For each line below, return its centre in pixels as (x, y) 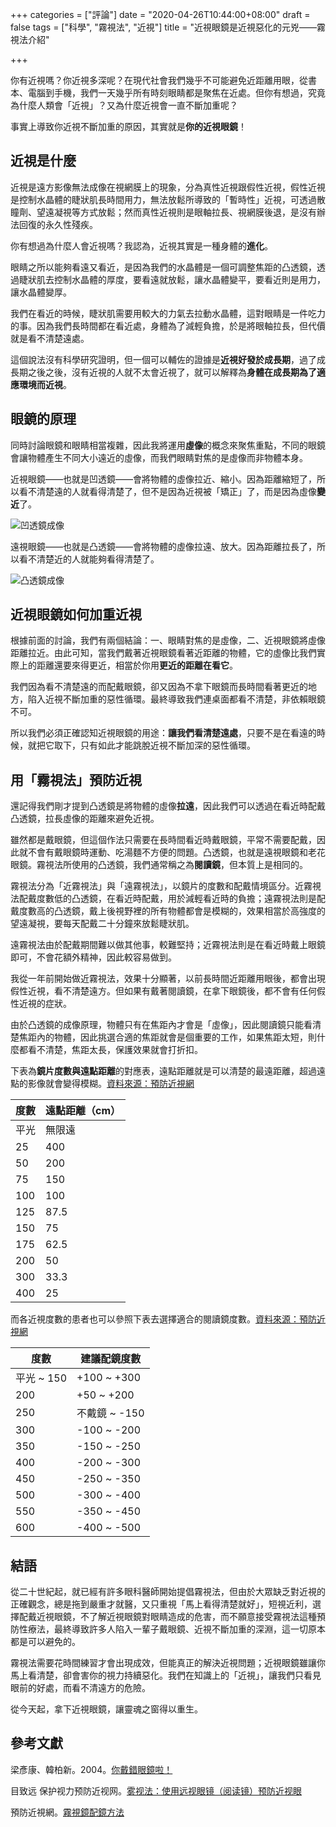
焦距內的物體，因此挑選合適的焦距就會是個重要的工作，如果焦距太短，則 (167, 1037)
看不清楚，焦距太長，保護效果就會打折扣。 (115, 1050)
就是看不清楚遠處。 (50, 338)
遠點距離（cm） (83, 1111)
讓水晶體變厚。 (41, 292)
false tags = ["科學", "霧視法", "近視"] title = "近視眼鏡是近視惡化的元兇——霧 (168, 27)
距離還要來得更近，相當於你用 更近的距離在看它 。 (137, 665)
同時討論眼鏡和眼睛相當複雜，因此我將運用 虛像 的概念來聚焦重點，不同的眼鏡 (168, 445)
